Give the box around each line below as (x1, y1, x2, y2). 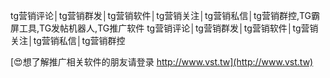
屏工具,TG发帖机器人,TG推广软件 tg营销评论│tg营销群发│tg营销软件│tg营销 (10, 22, 319, 34)
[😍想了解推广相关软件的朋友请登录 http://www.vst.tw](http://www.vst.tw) (10, 56, 314, 68)
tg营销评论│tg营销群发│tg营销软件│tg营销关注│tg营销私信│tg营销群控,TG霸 (10, 10, 321, 21)
